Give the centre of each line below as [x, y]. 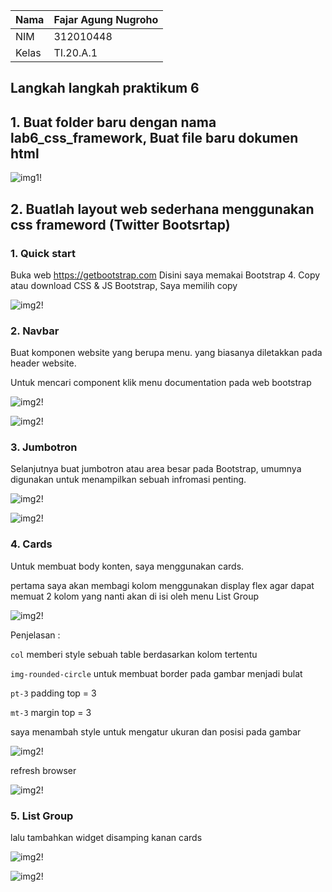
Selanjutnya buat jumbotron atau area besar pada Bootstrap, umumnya [156, 469]
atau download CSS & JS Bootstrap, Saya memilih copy [124, 285]
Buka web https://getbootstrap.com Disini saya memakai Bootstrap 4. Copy [165, 275]
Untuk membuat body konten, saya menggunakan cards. [127, 566]
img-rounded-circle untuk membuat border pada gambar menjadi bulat [156, 673]
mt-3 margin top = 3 [51, 712]
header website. [43, 363]
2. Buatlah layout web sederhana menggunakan [162, 209]
